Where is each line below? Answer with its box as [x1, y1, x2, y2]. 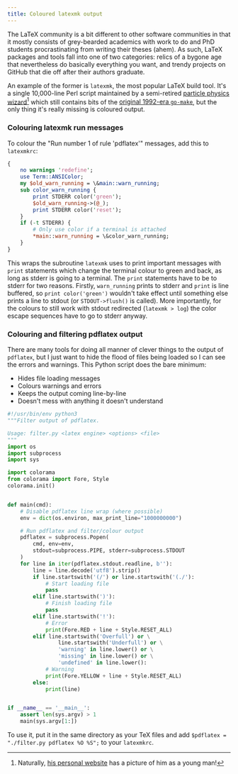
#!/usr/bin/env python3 [7, 411, 78, 418]
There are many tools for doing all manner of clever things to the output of [7, 345, 224, 354]
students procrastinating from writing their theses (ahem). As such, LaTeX [7, 45, 223, 53]
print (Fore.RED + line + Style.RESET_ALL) [45, 626, 173, 634]
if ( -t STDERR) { [20, 219, 72, 227]
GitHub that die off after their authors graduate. [7, 67, 145, 76]
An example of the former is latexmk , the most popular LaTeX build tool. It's [7, 81, 227, 89]
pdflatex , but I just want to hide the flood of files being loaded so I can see [7, 353, 226, 362]
